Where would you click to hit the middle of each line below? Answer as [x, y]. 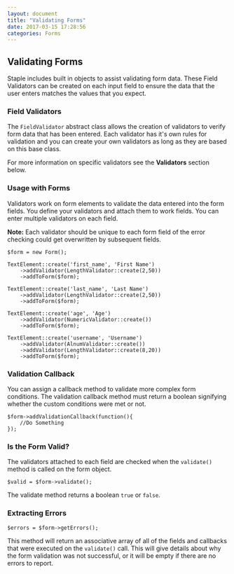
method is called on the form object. [60, 469]
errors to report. [30, 563]
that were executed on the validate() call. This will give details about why [114, 548]
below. [17, 170]
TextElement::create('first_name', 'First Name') [81, 264]
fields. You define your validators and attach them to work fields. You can [113, 211]
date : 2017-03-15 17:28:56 [47, 27]
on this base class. [34, 149]
